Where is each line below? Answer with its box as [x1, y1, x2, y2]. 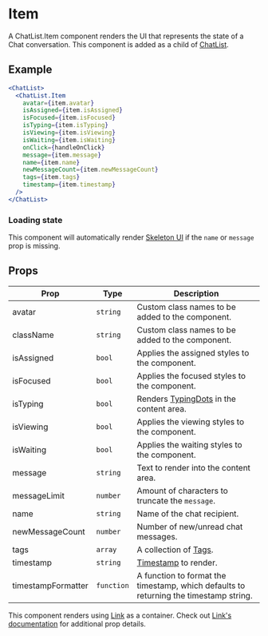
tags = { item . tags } [22, 173, 81, 181]
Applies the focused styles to [136, 370, 246, 381]
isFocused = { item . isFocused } [22, 113, 116, 122]
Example [8, 63, 53, 77]
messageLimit [12, 490, 65, 501]
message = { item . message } [22, 151, 102, 159]
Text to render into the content [136, 462, 251, 473]
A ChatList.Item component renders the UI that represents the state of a [8, 31, 244, 41]
